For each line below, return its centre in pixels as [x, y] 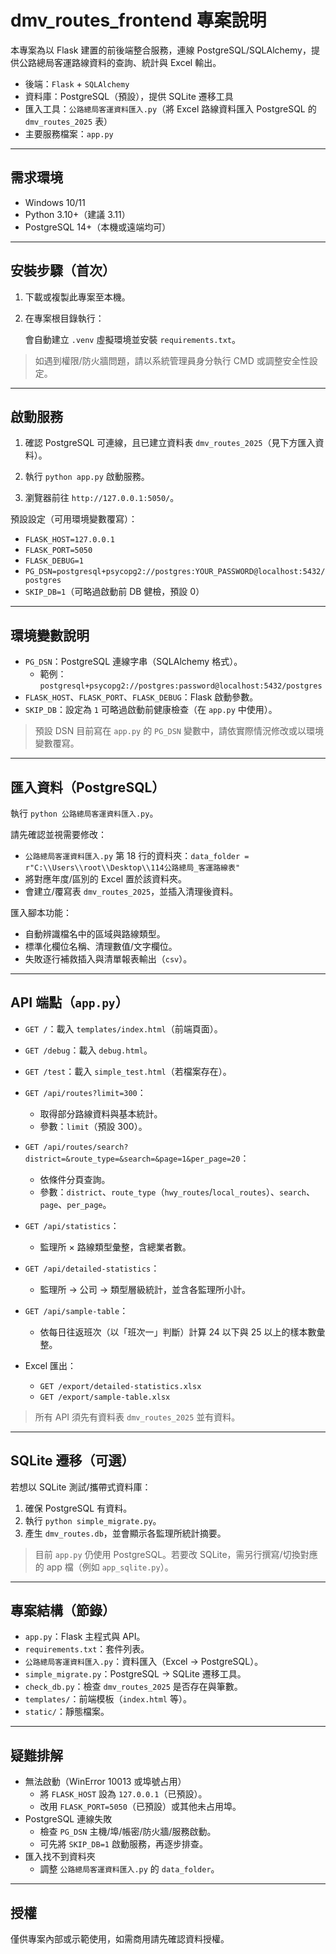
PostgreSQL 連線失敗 [68, 1819]
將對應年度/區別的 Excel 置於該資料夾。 [106, 879]
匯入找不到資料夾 [60, 1857]
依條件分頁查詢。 [75, 1179]
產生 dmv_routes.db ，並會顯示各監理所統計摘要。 [125, 1533]
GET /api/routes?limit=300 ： [85, 1092]
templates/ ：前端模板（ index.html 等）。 [108, 1699]
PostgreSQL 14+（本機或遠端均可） [98, 227]
